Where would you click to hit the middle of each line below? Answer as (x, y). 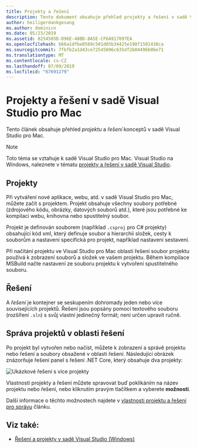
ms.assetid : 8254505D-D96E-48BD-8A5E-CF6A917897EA (69, 39)
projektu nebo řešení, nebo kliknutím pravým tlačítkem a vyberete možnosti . (98, 389)
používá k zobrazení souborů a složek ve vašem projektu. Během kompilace (98, 257)
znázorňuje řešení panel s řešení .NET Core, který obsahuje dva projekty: (94, 360)
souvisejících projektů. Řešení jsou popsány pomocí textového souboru (92, 308)
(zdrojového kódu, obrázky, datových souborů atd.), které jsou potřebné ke (97, 210)
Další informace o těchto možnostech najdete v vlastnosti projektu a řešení (96, 400)
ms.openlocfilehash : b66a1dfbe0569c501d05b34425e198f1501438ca (85, 45)
